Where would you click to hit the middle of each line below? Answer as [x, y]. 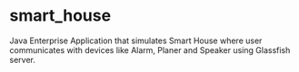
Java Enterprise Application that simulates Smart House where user [136, 40]
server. [23, 59]
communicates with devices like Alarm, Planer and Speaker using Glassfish [150, 49]
